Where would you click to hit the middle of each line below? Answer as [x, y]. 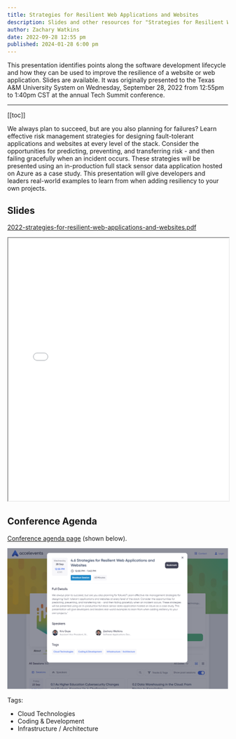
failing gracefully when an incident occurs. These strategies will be [104, 158]
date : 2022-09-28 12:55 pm [47, 37]
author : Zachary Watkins [43, 29]
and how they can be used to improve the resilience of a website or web [111, 73]
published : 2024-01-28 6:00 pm [53, 45]
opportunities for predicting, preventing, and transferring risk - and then [111, 151]
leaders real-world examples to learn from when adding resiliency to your [113, 181]
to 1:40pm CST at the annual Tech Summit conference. [86, 95]
